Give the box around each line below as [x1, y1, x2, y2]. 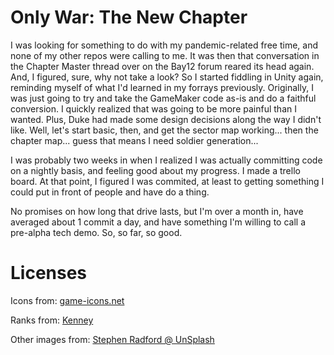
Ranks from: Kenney [10, 314, 94, 326]
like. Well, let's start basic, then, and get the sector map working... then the [10, 124, 319, 136]
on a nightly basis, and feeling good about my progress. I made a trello [10, 164, 301, 176]
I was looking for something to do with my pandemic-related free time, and [10, 39, 318, 51]
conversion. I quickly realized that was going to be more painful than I [10, 102, 297, 115]
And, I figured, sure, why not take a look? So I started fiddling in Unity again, [10, 71, 324, 83]
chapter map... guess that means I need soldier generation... [10, 134, 259, 146]
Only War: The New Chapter [10, 6, 248, 29]
